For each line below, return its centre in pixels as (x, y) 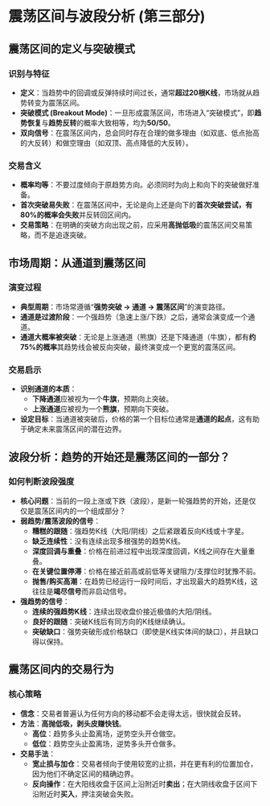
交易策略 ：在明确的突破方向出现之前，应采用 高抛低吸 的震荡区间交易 (133, 225)
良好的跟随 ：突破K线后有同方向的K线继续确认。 (111, 621)
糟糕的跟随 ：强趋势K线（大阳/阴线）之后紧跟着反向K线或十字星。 (140, 531)
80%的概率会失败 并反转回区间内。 (78, 215)
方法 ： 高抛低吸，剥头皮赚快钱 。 (73, 723)
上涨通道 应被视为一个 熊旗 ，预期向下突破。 (102, 409)
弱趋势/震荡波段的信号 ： (60, 520)
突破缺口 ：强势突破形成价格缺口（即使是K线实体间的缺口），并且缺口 (145, 631)
